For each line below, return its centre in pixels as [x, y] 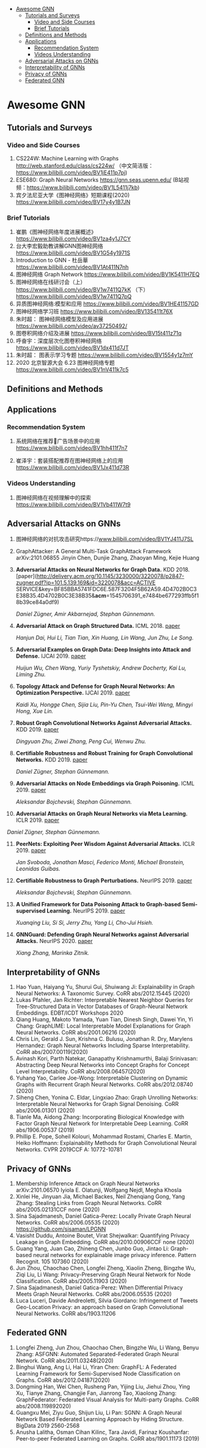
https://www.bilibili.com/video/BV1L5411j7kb [82, 187]
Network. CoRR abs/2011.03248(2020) [64, 1360]
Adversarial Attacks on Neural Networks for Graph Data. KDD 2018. [103, 570]
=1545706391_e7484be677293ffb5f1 [153, 595]
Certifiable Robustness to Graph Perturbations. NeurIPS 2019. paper [104, 881]
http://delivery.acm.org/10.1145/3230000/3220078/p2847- [110, 576]
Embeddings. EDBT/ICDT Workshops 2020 [70, 1013]
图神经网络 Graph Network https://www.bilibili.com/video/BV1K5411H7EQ [108, 274]
